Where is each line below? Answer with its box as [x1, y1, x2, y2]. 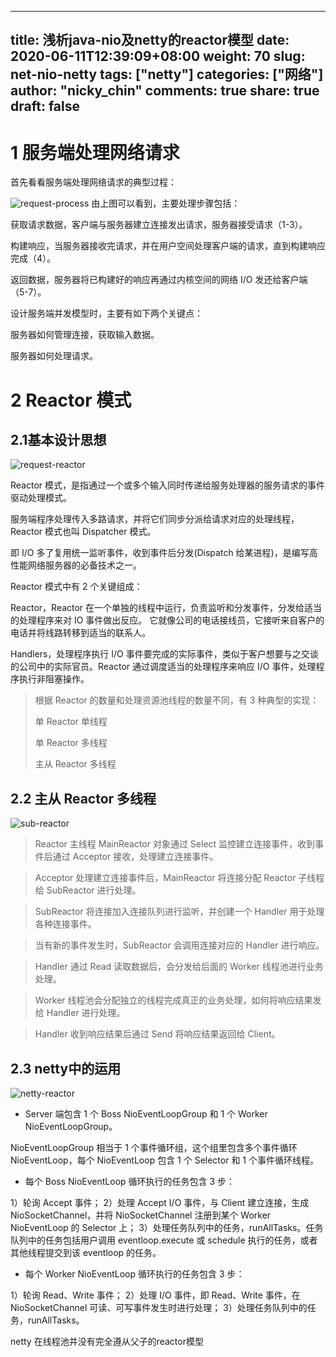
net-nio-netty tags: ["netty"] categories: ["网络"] [10, 66, 324, 83]
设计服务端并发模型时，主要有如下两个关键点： [10, 307, 203, 320]
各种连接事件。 [34, 918, 97, 930]
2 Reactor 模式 [10, 389, 132, 411]
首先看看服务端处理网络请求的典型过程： [10, 176, 177, 188]
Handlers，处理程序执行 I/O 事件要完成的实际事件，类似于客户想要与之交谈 [10, 648, 319, 660]
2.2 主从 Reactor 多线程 [10, 790, 157, 807]
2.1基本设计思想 [10, 431, 107, 448]
